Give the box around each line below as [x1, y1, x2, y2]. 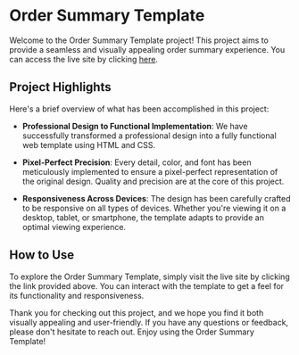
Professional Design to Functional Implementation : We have [21, 120, 248, 131]
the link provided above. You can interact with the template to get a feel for [9, 280, 284, 291]
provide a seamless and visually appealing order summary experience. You [9, 44, 286, 54]
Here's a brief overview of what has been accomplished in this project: [9, 103, 270, 114]
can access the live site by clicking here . [9, 54, 159, 64]
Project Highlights [9, 79, 112, 95]
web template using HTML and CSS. [21, 139, 156, 150]
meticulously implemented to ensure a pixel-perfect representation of [21, 166, 278, 177]
